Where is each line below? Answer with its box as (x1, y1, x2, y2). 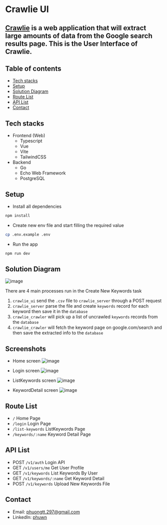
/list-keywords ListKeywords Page (12, 426, 86, 432)
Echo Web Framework (20, 170, 66, 176)
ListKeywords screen (12, 377, 56, 384)
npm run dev (5, 251, 30, 256)
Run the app (12, 241, 38, 247)
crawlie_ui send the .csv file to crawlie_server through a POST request (12, 298, 162, 304)
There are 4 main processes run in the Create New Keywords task (5, 288, 142, 294)
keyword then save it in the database (12, 309, 88, 315)
